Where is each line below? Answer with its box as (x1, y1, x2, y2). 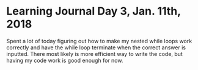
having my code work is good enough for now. (6, 57, 123, 64)
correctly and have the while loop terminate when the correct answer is (6, 44, 186, 51)
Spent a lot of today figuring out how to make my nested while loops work (6, 37, 193, 44)
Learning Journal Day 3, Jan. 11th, (6, 4, 181, 18)
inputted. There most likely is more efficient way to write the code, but (6, 50, 183, 57)
